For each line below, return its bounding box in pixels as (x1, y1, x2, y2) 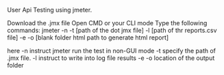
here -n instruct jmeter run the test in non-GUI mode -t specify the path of (7, 47, 216, 55)
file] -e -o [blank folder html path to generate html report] (7, 33, 169, 42)
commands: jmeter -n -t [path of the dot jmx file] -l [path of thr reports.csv (7, 27, 217, 34)
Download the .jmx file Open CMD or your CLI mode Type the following (7, 19, 208, 27)
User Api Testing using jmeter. (7, 6, 92, 14)
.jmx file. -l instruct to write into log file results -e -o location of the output (7, 54, 215, 62)
